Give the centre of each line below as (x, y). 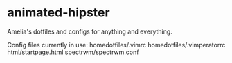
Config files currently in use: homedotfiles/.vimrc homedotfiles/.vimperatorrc (116, 45)
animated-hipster (59, 13)
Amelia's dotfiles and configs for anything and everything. (90, 32)
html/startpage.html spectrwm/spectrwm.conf (73, 52)
